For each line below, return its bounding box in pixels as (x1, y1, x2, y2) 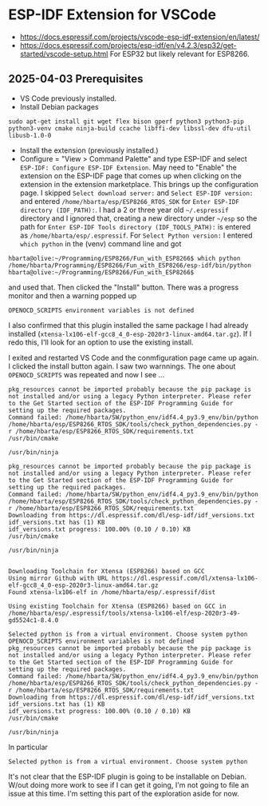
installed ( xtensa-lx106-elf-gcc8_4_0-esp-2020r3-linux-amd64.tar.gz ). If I (8, 329, 252, 338)
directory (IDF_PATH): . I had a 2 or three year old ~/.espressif (19, 205, 229, 214)
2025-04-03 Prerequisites (8, 72, 144, 86)
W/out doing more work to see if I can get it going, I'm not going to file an (8, 780, 250, 789)
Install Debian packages (19, 102, 99, 111)
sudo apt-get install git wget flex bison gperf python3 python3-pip (8, 118, 245, 126)
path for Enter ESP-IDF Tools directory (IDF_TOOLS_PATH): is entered (19, 221, 251, 231)
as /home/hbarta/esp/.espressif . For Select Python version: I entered (19, 230, 253, 240)
